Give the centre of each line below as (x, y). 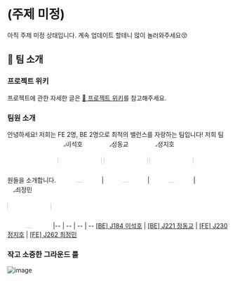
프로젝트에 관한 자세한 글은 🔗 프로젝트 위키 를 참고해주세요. (87, 98)
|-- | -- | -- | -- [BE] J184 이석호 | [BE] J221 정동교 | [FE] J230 (140, 226)
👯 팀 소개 (25, 59)
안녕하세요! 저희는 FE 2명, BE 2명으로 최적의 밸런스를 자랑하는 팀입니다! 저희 (112, 134)
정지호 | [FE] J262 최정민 (42, 234)
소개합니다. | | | (110, 180)
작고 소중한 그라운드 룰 (43, 254)
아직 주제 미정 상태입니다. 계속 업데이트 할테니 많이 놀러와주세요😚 (98, 35)
